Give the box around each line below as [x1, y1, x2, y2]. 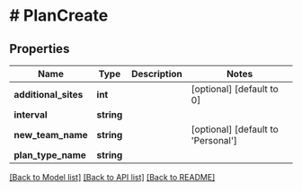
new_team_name [13, 129, 88, 141]
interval [13, 109, 48, 121]
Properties [9, 41, 70, 56]
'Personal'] [191, 135, 238, 146]
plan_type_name [13, 149, 87, 161]
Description [131, 68, 182, 80]
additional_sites [13, 89, 84, 100]
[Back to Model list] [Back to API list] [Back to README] [9, 172, 216, 182]
